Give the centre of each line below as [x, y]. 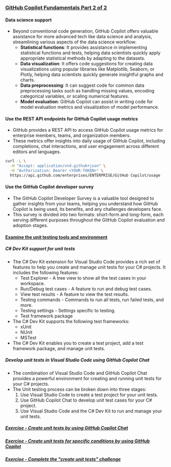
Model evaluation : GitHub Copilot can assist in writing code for [87, 102]
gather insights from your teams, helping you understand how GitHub [85, 204]
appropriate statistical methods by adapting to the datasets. [83, 58]
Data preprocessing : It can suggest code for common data [82, 85]
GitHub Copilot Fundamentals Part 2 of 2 [56, 8]
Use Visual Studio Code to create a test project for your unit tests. [89, 395]
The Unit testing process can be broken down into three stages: [79, 389]
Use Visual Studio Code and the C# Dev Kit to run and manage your [91, 411]
